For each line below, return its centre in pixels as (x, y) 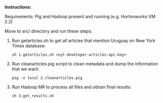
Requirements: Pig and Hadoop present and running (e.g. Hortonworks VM (80, 16)
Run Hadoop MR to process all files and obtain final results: (71, 87)
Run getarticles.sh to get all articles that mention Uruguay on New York (83, 41)
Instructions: (18, 7)
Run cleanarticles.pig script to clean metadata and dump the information (85, 64)
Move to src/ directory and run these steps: (48, 31)
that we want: (26, 69)
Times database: (29, 46)
